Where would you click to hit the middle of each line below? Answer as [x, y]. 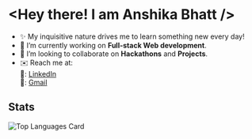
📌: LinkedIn [38, 73]
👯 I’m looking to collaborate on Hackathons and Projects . [114, 54]
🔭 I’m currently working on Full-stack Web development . [113, 45]
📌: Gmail [33, 82]
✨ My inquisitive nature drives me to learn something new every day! [132, 36]
